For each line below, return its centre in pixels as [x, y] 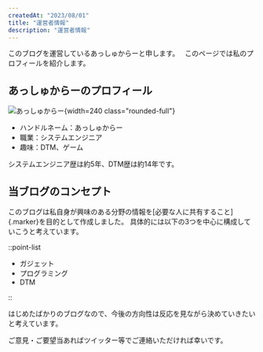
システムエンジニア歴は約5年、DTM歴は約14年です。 [93, 164]
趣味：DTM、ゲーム [51, 147]
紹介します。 [69, 63]
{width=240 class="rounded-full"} [120, 111]
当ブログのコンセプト [60, 191]
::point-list [25, 247]
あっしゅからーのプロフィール [80, 90]
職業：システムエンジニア [61, 138]
